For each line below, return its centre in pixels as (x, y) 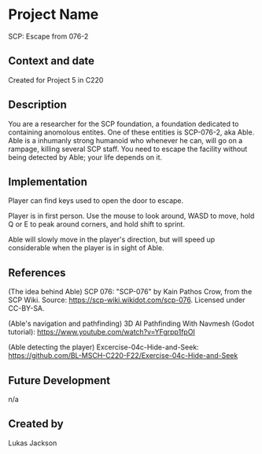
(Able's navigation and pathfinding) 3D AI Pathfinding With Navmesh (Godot (131, 323)
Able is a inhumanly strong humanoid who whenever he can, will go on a (125, 140)
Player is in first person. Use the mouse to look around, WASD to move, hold (131, 216)
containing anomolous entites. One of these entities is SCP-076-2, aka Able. (131, 132)
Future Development (59, 380)
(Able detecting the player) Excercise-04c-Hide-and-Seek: (103, 347)
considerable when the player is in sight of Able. (86, 248)
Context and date (52, 61)
